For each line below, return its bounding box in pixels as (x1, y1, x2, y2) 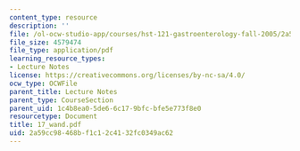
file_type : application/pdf (9, 46, 114, 55)
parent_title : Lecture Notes (9, 87, 118, 96)
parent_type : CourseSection (9, 95, 114, 105)
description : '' (9, 21, 70, 30)
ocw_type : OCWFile (9, 79, 78, 88)
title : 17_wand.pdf (9, 121, 82, 130)
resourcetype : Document (9, 112, 98, 121)
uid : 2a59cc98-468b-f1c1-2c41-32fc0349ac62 (9, 129, 174, 138)
